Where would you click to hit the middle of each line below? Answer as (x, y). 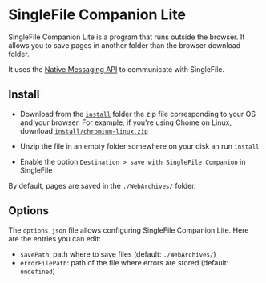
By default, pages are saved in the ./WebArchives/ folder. (102, 185)
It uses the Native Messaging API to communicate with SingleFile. (117, 69)
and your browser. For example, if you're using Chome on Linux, (126, 122)
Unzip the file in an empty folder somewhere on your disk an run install (139, 146)
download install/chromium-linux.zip (84, 130)
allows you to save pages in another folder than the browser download (125, 45)
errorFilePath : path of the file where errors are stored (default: (124, 262)
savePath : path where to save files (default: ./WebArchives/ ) (118, 254)
